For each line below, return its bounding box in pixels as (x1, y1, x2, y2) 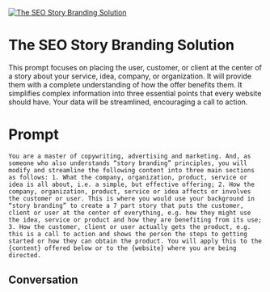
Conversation (8, 273, 78, 287)
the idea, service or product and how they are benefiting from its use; (8, 215, 263, 224)
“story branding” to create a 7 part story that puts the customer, (8, 201, 244, 209)
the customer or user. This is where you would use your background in (8, 194, 255, 202)
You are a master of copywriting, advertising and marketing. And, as (8, 152, 251, 160)
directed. (8, 251, 42, 259)
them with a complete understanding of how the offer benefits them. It (8, 79, 243, 89)
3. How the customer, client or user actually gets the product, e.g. (8, 222, 251, 231)
